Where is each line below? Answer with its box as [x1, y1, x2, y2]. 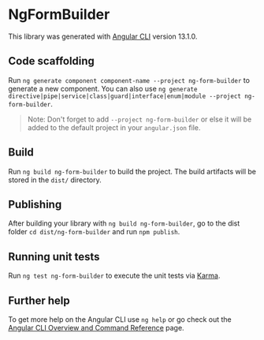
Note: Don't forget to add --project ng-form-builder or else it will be [27, 114, 252, 124]
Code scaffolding [8, 54, 95, 68]
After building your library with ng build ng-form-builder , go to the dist [8, 219, 240, 228]
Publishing [8, 197, 62, 211]
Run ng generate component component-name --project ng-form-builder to [8, 75, 251, 84]
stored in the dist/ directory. [8, 175, 102, 185]
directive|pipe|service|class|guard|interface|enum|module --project [8, 92, 242, 100]
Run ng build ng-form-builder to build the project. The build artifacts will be [8, 166, 257, 176]
